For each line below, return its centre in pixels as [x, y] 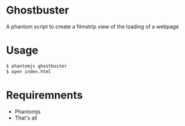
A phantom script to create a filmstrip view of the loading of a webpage [92, 26]
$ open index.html [29, 71]
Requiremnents [44, 95]
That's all [26, 118]
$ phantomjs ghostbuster [37, 66]
